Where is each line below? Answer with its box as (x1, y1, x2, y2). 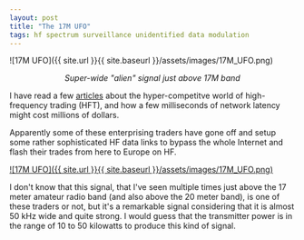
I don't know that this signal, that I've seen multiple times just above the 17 (9, 182, 287, 193)
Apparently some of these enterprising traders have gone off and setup (9, 127, 277, 138)
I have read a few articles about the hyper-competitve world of (9, 90, 244, 101)
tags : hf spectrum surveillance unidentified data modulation (9, 30, 250, 39)
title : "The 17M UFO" (9, 22, 92, 31)
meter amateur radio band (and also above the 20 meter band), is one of (9, 192, 280, 203)
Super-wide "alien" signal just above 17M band (64, 73, 240, 84)
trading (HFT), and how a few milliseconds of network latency (49, 100, 280, 111)
